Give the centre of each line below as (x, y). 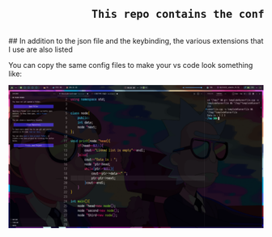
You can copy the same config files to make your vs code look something (131, 65)
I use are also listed (40, 49)
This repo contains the (162, 15)
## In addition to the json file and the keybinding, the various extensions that (136, 40)
